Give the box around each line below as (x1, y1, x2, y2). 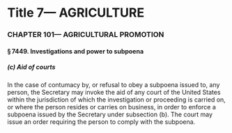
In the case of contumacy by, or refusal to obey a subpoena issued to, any (7, 80, 220, 88)
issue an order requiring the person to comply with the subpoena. (7, 117, 196, 126)
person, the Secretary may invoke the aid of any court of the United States (7, 88, 221, 96)
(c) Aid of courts (7, 63, 56, 71)
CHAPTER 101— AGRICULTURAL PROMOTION (7, 30, 164, 40)
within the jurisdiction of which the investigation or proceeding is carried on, (7, 95, 226, 104)
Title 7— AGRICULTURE (7, 5, 145, 21)
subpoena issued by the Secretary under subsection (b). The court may (7, 110, 213, 118)
